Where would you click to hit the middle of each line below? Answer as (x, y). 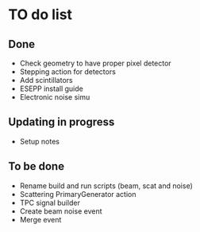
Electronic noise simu (55, 97)
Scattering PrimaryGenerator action (78, 194)
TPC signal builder (50, 203)
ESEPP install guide (51, 88)
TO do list (40, 15)
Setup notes (39, 141)
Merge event (40, 219)
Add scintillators (46, 80)
